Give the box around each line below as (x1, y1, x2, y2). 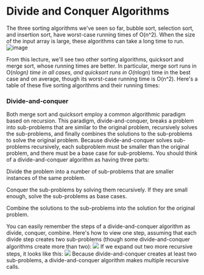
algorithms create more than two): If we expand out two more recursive (6, 243, 193, 251)
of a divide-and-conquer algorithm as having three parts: (6, 156, 150, 163)
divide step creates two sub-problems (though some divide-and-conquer (6, 236, 191, 243)
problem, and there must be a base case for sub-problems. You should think (6, 149, 198, 157)
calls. (6, 263, 20, 271)
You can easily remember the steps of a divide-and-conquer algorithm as (6, 223, 191, 230)
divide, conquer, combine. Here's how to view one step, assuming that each (6, 229, 197, 237)
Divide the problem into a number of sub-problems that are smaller (6, 168, 174, 175)
